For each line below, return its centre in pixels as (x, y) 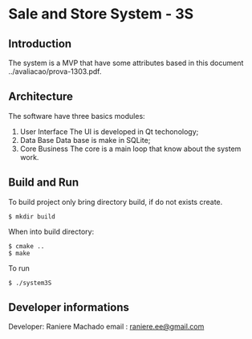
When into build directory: (51, 231)
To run (19, 268)
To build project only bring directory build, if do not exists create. (116, 202)
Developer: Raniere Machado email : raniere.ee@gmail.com (106, 327)
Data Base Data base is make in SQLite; (85, 140)
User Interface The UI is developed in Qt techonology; (109, 131)
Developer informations (69, 307)
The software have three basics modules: (77, 116)
